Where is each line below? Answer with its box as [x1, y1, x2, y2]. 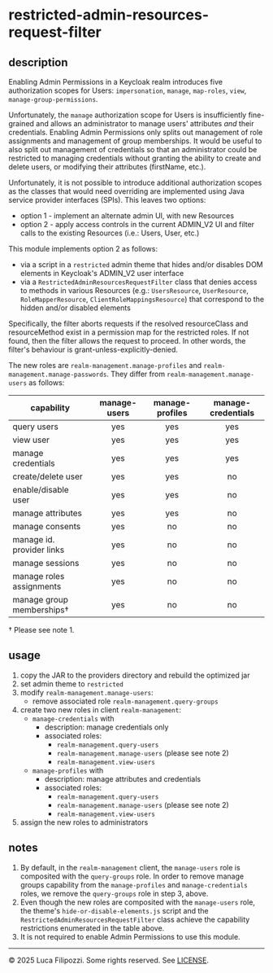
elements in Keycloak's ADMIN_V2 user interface [19, 269, 184, 278]
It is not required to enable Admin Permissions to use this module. [19, 931, 241, 941]
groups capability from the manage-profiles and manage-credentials [19, 879, 248, 889]
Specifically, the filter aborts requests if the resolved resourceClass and [8, 319, 249, 328]
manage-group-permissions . [8, 94, 98, 103]
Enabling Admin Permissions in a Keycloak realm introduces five [8, 77, 223, 86]
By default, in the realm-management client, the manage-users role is [19, 862, 241, 872]
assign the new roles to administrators [19, 817, 149, 827]
